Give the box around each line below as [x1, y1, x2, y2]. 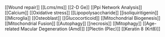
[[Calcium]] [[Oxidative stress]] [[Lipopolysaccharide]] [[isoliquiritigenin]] [5, 10, 158, 16]
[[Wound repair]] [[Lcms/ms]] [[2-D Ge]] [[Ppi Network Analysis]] [5, 5, 142, 10]
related [5, 26, 20, 32]
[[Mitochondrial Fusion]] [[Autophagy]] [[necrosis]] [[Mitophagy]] [5, 20, 142, 26]
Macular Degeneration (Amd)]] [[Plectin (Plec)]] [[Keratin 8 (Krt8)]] [20, 26, 161, 32]
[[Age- [143, 20, 157, 26]
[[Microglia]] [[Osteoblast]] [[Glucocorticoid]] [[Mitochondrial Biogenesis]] [5, 15, 161, 21]
